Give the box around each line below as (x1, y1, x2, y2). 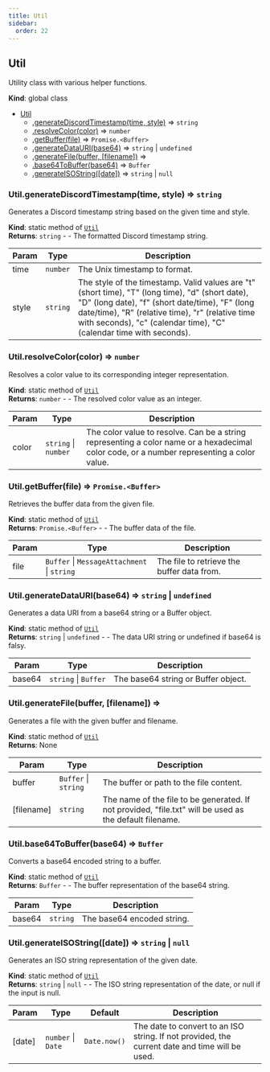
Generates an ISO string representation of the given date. (8, 955, 198, 965)
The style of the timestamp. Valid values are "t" (77, 277, 256, 288)
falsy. (8, 641, 27, 651)
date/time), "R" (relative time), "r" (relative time (77, 307, 256, 318)
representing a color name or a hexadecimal (86, 436, 253, 447)
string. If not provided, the (133, 1031, 231, 1042)
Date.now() (84, 1037, 126, 1046)
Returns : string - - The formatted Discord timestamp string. (8, 231, 208, 241)
